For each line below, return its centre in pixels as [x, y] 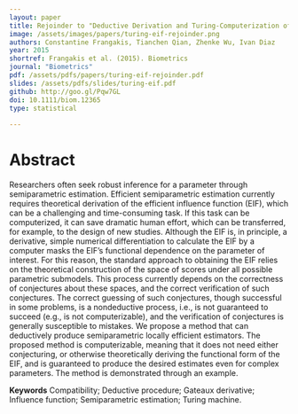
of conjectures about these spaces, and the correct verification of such [140, 288]
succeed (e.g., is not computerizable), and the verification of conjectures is [146, 316]
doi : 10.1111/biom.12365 [55, 100]
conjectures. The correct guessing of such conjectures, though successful [145, 298]
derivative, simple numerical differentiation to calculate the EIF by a [132, 241]
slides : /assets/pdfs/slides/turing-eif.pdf [93, 83]
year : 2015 [29, 51]
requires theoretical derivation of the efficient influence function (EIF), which [149, 204]
